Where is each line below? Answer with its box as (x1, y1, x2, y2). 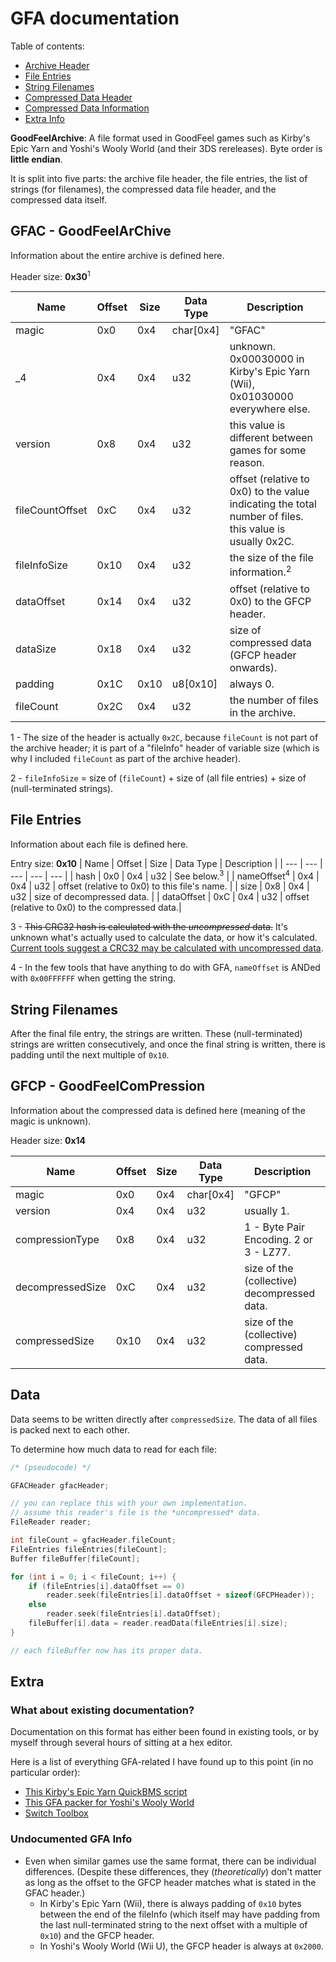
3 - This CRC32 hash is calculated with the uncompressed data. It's (10, 921, 289, 933)
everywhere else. (229, 402, 311, 416)
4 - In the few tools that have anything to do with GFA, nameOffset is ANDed (10, 962, 321, 974)
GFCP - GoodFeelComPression (10, 1078, 206, 1095)
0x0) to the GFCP (229, 594, 312, 608)
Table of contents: (10, 40, 85, 52)
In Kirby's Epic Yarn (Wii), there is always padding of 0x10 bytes (39, 1897, 302, 1909)
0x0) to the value (229, 485, 310, 499)
